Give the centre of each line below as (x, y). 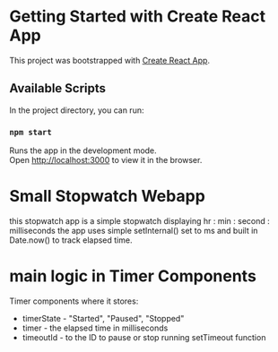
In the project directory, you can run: (77, 110)
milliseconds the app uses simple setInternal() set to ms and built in (134, 230)
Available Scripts (57, 88)
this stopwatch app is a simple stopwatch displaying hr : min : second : (140, 220)
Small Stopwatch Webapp (108, 197)
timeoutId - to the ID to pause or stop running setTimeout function (144, 337)
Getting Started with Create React (138, 17)
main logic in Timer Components (133, 276)
